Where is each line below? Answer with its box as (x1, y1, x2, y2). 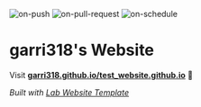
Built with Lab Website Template (9, 86, 129, 98)
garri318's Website (9, 40, 155, 60)
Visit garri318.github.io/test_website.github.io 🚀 (9, 69, 194, 80)
